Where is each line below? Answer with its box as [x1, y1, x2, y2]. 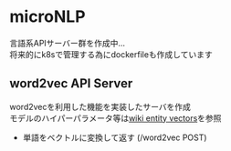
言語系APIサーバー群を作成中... [9, 37, 126, 48]
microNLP [9, 6, 86, 27]
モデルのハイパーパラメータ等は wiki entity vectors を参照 [9, 112, 222, 124]
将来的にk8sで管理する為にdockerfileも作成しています [9, 48, 213, 60]
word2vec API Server [9, 75, 133, 92]
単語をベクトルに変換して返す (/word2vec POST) [22, 132, 207, 143]
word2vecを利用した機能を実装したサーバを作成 [9, 101, 192, 112]
